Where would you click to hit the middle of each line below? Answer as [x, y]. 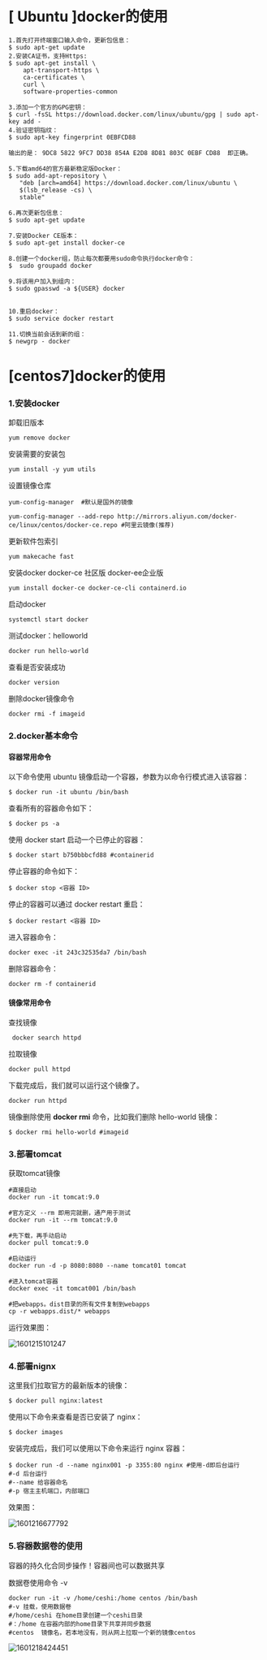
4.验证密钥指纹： [33, 130]
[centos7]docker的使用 [87, 376]
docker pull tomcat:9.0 [49, 1243]
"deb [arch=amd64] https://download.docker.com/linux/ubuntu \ [128, 183]
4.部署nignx [32, 1366]
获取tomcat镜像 [34, 1174]
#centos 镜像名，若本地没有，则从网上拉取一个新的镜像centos [102, 1632]
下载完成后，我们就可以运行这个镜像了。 [76, 1085]
